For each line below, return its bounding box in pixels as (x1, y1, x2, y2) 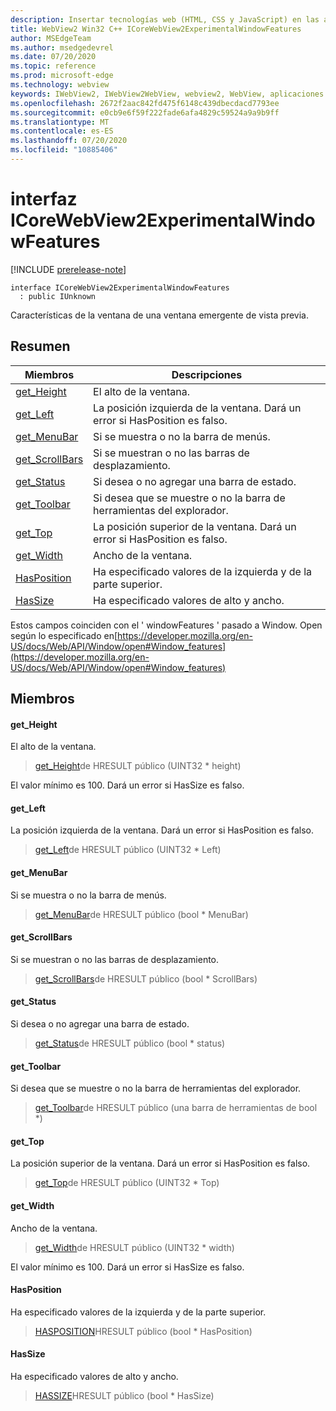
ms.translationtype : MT (10, 117, 110, 127)
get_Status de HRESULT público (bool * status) (34, 1037, 226, 1050)
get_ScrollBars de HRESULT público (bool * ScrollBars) (34, 972, 258, 985)
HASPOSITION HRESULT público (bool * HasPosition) (34, 1325, 253, 1337)
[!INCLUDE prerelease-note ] (10, 263, 127, 275)
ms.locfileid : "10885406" (10, 145, 118, 155)
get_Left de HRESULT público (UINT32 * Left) (34, 844, 222, 856)
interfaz (10, 188, 78, 211)
